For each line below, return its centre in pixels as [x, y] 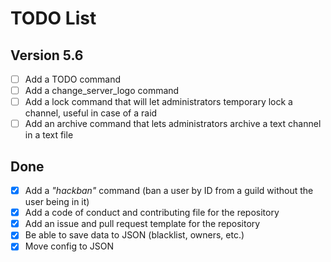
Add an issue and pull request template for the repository [142, 224]
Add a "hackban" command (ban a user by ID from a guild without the [169, 191]
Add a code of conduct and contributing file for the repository [152, 213]
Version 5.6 [47, 55]
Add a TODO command [73, 79]
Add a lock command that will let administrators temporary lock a [158, 102]
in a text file [49, 135]
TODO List [53, 18]
